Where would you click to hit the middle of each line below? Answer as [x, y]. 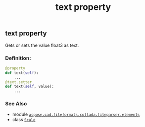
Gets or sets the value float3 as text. [42, 45]
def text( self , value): [30, 87]
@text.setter [19, 82]
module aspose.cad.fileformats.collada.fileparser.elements [76, 114]
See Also [16, 104]
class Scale [24, 120]
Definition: [18, 58]
